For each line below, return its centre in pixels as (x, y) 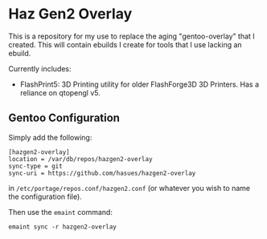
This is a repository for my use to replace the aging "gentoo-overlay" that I (131, 36)
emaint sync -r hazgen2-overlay (62, 227)
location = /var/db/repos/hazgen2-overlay (80, 159)
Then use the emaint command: (60, 212)
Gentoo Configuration (64, 118)
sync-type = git (35, 166)
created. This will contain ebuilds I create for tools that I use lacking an (125, 44)
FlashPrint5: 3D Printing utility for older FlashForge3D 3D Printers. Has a (140, 84)
